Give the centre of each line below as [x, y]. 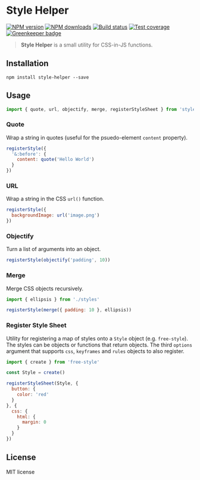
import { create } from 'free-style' [53, 362]
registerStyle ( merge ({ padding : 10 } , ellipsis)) [69, 310]
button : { [24, 389]
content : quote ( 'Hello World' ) [56, 160]
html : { [26, 417]
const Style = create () [36, 373]
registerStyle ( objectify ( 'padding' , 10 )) [58, 260]
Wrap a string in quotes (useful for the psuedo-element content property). [97, 137]
